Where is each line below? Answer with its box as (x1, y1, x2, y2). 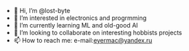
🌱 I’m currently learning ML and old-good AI (13, 21, 139, 29)
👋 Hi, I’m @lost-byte (13, 7, 71, 14)
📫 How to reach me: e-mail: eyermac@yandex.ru (13, 37, 153, 44)
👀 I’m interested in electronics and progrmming (13, 14, 147, 22)
